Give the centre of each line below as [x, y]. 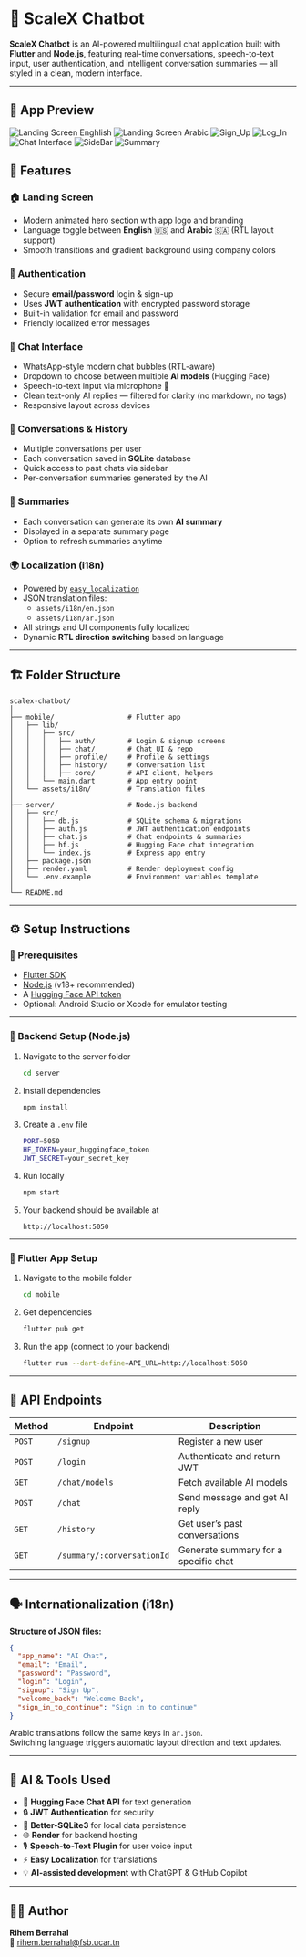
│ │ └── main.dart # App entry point [103, 781]
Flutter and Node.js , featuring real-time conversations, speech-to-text [142, 53]
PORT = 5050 [41, 1142]
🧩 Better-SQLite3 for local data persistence [104, 1825]
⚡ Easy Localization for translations [90, 1860]
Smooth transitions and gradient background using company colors [149, 250]
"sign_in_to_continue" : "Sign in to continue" [107, 1707]
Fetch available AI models [233, 1482]
